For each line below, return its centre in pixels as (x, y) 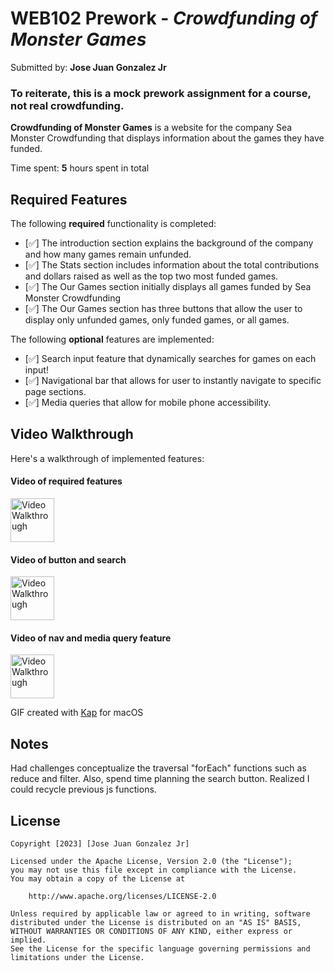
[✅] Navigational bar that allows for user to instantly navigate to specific (173, 381)
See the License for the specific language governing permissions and (160, 949)
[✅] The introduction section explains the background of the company (169, 243)
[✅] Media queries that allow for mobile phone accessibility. (148, 403)
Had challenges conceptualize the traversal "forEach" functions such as (158, 768)
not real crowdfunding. (67, 105)
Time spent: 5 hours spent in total (80, 168)
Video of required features (66, 481)
